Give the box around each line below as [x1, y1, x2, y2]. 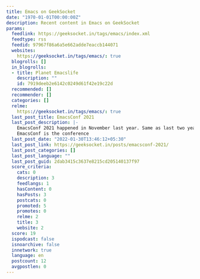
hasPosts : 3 [17, 191, 46, 197]
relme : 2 [17, 214, 39, 220]
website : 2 [17, 225, 44, 231]
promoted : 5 [17, 203, 46, 209]
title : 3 [17, 219, 39, 225]
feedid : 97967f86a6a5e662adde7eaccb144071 [11, 42, 118, 48]
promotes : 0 [17, 208, 46, 215]
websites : [11, 48, 36, 54]
